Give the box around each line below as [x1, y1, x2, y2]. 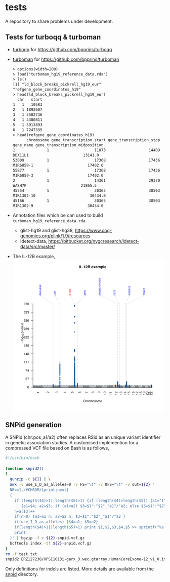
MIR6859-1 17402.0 [12, 162, 104, 168]
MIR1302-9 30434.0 [12, 203, 104, 209]
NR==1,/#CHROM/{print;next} [10, 487, 69, 492]
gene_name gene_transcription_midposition [12, 142, 104, 148]
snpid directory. [5, 571, 38, 577]
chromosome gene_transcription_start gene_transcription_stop [26, 137, 160, 143]
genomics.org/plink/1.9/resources [20, 232, 91, 239]
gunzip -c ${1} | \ [10, 477, 51, 482]
